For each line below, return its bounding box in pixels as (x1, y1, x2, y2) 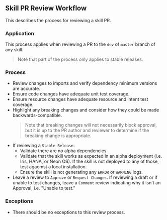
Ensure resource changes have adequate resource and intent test (12, 96, 148, 102)
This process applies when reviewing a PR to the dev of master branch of (5, 41, 156, 47)
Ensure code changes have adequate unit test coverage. (12, 91, 130, 97)
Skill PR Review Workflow (5, 4, 87, 13)
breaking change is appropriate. (25, 133, 92, 139)
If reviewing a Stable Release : (12, 143, 75, 149)
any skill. (5, 47, 24, 53)
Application (5, 30, 34, 37)
